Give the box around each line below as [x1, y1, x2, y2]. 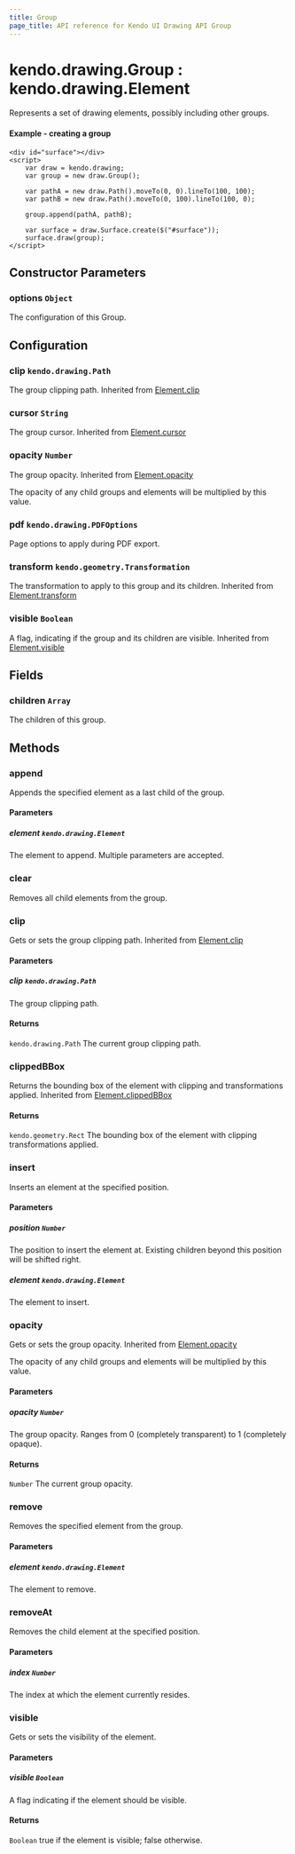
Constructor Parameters [9, 266, 146, 281]
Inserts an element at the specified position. [9, 1182, 170, 1192]
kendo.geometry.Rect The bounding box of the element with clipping [9, 1130, 258, 1141]
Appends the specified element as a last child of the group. [9, 787, 225, 798]
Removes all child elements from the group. [9, 892, 168, 903]
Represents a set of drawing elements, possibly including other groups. [9, 107, 270, 118]
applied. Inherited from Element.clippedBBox [9, 1090, 173, 1101]
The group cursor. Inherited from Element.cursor [9, 427, 187, 438]
